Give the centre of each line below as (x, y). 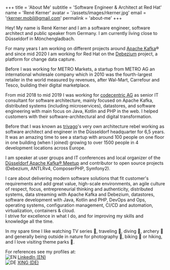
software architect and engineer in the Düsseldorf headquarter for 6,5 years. (85, 132)
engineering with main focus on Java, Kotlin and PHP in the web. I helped (82, 111)
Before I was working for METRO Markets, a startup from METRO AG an (80, 69)
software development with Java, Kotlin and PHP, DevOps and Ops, (76, 200)
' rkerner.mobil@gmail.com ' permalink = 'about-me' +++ (64, 18)
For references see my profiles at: (41, 252)
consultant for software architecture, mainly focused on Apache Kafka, (79, 100)
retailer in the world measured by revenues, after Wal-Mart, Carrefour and (82, 80)
